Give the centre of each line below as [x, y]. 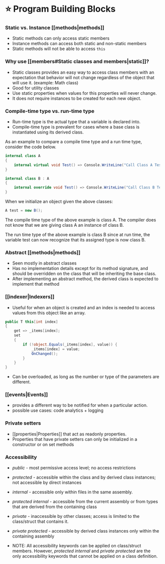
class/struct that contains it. [40, 522]
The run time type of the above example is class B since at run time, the [78, 234]
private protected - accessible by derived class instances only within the [86, 531]
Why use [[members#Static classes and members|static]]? [77, 61]
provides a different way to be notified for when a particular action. [80, 405]
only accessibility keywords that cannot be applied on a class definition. [85, 556]
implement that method [36, 284]
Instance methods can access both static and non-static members [79, 44]
